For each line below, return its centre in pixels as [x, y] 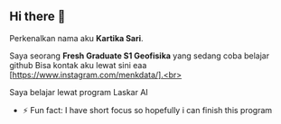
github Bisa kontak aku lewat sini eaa [78, 65]
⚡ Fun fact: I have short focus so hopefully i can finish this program [147, 110]
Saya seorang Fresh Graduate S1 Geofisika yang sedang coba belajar [140, 56]
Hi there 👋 [37, 17]
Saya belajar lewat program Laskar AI [79, 92]
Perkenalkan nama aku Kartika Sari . [76, 38]
